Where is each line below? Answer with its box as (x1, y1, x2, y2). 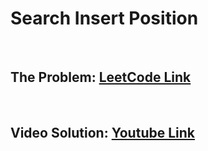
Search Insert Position (10, 7, 199, 30)
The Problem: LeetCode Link (10, 69, 192, 86)
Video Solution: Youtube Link (10, 125, 195, 142)
